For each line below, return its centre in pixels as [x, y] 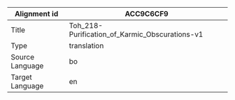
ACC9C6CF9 [147, 14]
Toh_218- [86, 26]
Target [22, 77]
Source [23, 57]
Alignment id [36, 14]
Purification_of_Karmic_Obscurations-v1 [136, 34]
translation [86, 46]
